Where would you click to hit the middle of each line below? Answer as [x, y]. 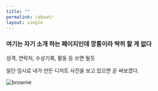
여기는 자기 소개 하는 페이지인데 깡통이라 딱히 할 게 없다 [79, 44]
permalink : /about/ [30, 17]
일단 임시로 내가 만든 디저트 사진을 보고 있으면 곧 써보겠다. [73, 70]
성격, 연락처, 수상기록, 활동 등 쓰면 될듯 [51, 58]
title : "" [18, 11]
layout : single [25, 22]
